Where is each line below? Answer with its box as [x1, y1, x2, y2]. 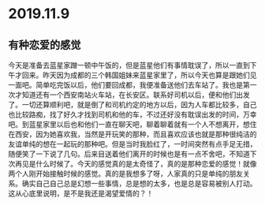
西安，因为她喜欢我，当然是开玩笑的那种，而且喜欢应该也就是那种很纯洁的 [14, 129, 257, 139]
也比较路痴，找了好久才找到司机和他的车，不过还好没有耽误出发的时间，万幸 [8, 110, 257, 119]
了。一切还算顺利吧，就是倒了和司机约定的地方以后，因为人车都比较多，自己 [8, 100, 257, 109]
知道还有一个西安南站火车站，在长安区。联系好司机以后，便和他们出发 [21, 90, 250, 99]
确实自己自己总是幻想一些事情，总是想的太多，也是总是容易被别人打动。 [21, 179, 257, 188]
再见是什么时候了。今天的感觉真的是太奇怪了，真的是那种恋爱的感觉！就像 [14, 159, 257, 168]
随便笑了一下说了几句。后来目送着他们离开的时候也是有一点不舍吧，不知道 [8, 149, 250, 158]
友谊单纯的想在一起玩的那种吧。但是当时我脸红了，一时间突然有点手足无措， [8, 140, 257, 148]
